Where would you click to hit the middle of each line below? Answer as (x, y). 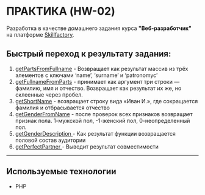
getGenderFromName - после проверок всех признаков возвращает (104, 114)
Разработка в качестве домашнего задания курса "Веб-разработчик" (99, 28)
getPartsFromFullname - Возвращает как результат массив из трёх (102, 68)
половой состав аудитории (50, 140)
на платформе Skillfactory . (40, 34)
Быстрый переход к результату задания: (89, 54)
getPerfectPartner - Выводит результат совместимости (87, 146)
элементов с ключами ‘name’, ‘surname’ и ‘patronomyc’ (86, 75)
